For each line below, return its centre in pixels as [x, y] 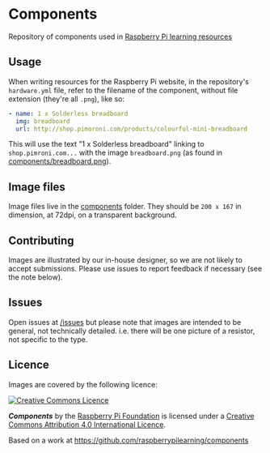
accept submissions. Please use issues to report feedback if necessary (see [135, 269]
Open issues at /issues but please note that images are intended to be [125, 322]
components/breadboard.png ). [60, 161]
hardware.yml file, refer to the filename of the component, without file [123, 90]
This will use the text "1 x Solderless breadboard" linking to [106, 144]
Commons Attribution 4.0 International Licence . [87, 424]
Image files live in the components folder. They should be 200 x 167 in [125, 207]
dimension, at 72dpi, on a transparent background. [93, 215]
